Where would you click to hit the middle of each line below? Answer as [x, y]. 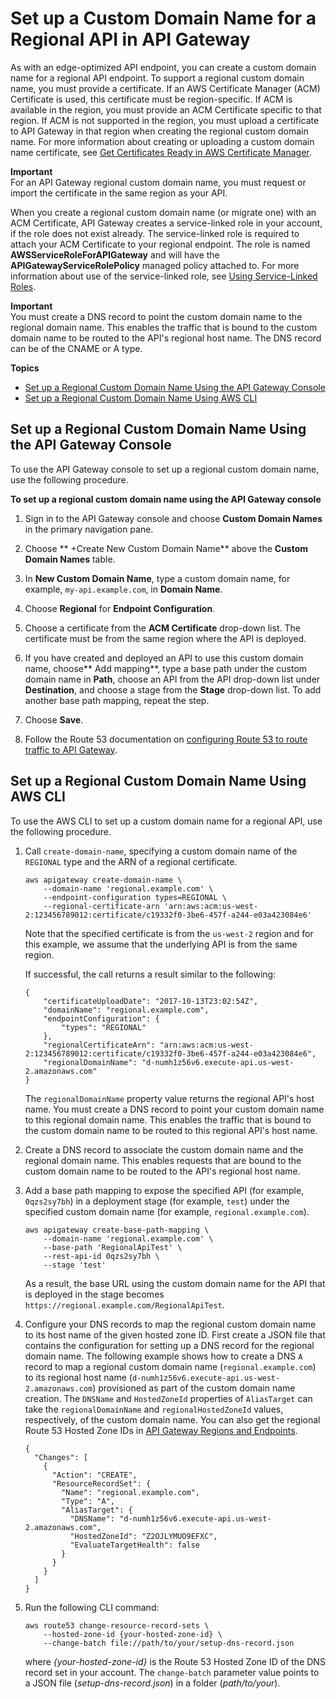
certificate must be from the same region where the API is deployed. [165, 638]
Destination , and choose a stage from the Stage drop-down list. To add [173, 689]
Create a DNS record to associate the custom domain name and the [164, 1149]
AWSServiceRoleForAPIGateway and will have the [115, 254]
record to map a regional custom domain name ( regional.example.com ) [170, 1366]
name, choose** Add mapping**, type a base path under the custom [166, 668]
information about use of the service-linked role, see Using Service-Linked [164, 276]
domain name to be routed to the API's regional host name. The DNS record [166, 338]
